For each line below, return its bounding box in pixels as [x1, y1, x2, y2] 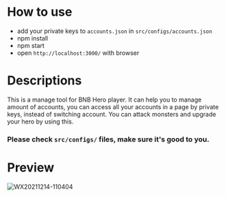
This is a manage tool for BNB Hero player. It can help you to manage [7, 95, 202, 104]
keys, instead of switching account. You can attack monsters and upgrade [7, 110, 216, 118]
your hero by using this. [7, 117, 74, 126]
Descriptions [7, 73, 82, 89]
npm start [16, 41, 45, 49]
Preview [7, 159, 55, 175]
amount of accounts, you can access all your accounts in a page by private [7, 102, 219, 111]
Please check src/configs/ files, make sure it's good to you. [7, 135, 210, 144]
